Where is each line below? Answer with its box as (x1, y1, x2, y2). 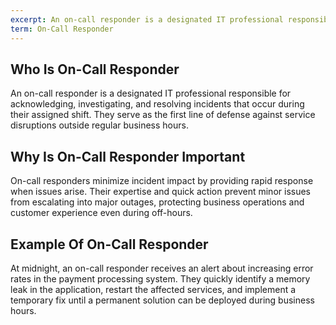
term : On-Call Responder (10, 24, 114, 34)
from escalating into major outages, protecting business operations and (10, 196, 305, 208)
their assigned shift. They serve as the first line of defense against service (10, 109, 316, 121)
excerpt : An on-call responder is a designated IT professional (10, 14, 284, 25)
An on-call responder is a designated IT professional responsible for (10, 87, 292, 100)
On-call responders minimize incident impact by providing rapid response (10, 175, 314, 187)
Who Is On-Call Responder (10, 61, 180, 78)
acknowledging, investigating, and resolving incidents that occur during (10, 98, 305, 110)
